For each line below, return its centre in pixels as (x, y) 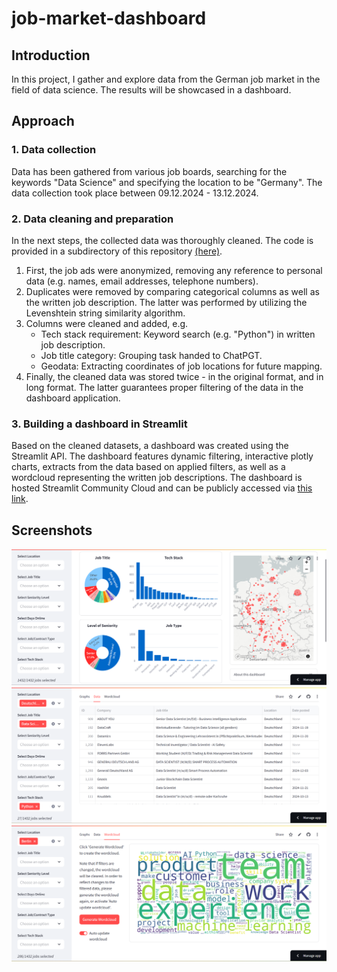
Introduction (51, 55)
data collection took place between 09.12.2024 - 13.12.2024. (135, 193)
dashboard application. (73, 398)
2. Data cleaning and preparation (92, 219)
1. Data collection (54, 150)
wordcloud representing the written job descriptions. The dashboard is (157, 478)
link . (20, 499)
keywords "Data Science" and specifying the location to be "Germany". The (167, 182)
